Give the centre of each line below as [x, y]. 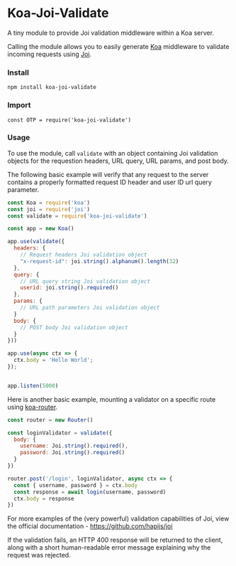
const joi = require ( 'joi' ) [49, 209]
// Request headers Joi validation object [84, 255]
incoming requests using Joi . [50, 54]
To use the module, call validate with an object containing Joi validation [113, 153]
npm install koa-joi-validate [52, 87]
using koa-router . [33, 407]
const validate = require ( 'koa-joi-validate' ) [77, 216]
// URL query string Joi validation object [85, 281]
